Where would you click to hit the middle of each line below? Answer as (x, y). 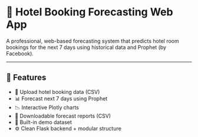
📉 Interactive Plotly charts (47, 107)
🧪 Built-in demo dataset (43, 122)
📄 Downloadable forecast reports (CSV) (62, 116)
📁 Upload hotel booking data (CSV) (57, 92)
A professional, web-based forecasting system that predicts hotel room (93, 41)
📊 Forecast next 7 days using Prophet (61, 98)
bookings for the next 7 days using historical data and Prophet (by (86, 47)
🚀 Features (26, 78)
